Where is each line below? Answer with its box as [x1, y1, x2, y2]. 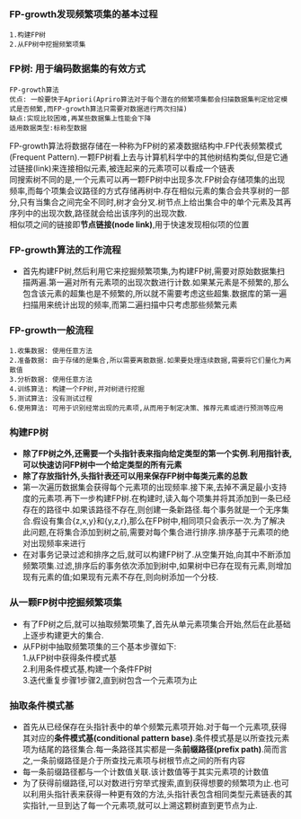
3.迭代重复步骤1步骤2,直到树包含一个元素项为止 [22, 674, 198, 685]
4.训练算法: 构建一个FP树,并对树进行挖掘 [9, 384, 146, 394]
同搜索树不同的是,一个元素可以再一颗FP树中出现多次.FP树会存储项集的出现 [9, 173, 286, 185]
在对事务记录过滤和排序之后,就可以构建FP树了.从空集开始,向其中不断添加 [22, 550, 292, 560]
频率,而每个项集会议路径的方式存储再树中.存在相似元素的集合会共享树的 [9, 185, 274, 196]
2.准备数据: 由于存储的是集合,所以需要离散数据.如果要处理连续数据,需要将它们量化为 [9, 357, 286, 365]
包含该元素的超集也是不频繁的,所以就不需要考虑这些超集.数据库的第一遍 [22, 287, 288, 298]
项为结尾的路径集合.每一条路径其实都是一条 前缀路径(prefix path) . [22, 744, 264, 755]
